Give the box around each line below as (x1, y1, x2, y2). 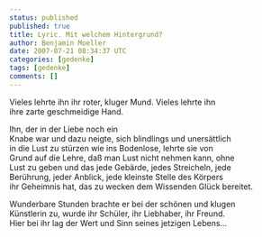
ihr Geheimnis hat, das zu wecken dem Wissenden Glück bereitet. (9, 181, 254, 192)
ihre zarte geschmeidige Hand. (9, 105, 124, 117)
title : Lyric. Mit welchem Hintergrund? (9, 30, 164, 39)
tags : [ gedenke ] (9, 64, 70, 73)
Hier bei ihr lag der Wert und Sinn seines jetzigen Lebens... (9, 217, 228, 228)
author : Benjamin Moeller (9, 38, 106, 48)
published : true (9, 22, 70, 31)
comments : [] (9, 72, 59, 81)
